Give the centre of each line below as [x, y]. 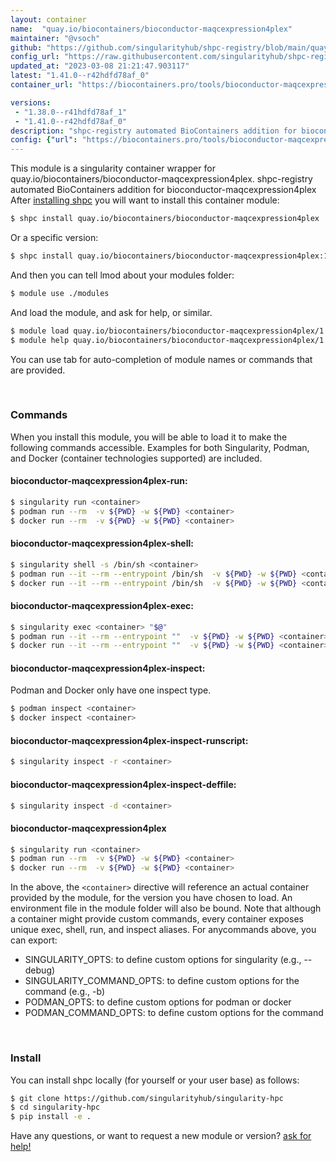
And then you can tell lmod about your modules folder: [122, 275]
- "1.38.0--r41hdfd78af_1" [71, 112]
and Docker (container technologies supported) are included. [136, 458]
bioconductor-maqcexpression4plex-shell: [102, 543]
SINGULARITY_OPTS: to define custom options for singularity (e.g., [163, 960]
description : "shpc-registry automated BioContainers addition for [154, 131]
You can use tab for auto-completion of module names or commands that [161, 359]
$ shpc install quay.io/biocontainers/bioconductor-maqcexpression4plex [165, 219]
